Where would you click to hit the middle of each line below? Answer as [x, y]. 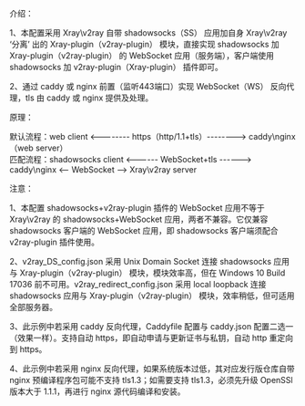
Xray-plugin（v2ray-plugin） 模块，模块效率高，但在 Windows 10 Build [152, 273]
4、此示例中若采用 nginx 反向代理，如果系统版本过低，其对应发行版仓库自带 [152, 369]
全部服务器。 [33, 307]
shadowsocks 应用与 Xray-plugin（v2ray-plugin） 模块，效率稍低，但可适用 [152, 296]
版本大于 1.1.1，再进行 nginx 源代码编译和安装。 [97, 391]
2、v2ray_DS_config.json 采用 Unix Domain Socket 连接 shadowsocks [140, 261]
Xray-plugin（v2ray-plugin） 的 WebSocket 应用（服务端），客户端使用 [142, 56]
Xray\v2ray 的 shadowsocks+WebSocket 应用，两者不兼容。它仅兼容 [139, 219]
